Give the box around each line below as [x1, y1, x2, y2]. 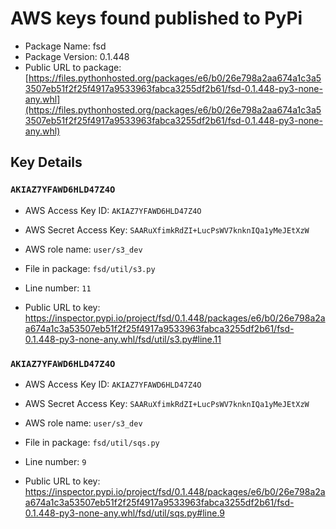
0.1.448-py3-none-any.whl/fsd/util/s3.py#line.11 [24, 333, 222, 345]
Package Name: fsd [24, 40, 107, 52]
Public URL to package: [24, 61, 122, 73]
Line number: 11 [24, 282, 92, 294]
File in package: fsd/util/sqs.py [24, 436, 160, 448]
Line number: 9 [24, 455, 87, 467]
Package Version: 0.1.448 [24, 50, 130, 62]
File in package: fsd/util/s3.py [24, 262, 156, 274]
